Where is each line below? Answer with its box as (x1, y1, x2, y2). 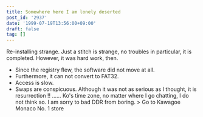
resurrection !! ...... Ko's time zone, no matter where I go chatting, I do (15, 92, 190, 99)
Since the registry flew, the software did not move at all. (15, 66, 155, 73)
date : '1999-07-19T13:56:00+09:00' (6, 20, 97, 26)
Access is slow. (15, 79, 54, 87)
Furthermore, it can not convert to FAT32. (15, 73, 119, 80)
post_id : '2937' (6, 15, 47, 21)
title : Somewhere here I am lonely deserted (6, 8, 121, 15)
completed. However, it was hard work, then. (6, 55, 119, 62)
